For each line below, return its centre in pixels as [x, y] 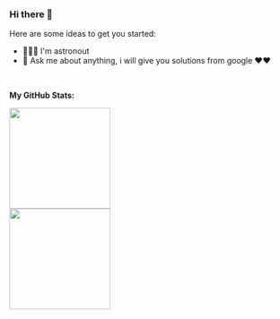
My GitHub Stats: [42, 95]
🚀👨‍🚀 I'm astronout [56, 51]
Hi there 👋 [31, 14]
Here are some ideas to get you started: [83, 34]
